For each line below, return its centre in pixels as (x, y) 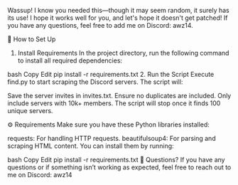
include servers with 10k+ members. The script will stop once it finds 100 (114, 103)
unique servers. (30, 111)
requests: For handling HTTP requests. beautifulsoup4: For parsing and (112, 138)
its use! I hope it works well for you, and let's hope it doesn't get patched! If (118, 18)
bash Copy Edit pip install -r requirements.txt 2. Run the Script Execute (111, 74)
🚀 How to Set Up (32, 39)
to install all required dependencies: (70, 60)
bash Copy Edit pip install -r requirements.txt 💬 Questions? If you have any (116, 160)
